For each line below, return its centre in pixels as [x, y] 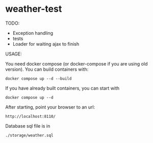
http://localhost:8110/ [31, 116]
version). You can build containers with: [47, 69]
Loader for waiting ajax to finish [46, 44]
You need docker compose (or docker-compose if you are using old [76, 64]
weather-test [34, 9]
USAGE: [14, 54]
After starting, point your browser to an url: [50, 107]
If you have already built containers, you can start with [62, 88]
